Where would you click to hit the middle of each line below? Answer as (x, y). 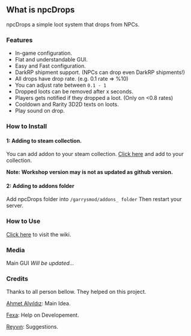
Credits (17, 278)
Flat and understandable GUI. (51, 60)
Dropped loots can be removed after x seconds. (74, 92)
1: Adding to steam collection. (44, 140)
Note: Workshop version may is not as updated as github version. (89, 172)
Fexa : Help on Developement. (43, 315)
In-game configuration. (43, 53)
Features (20, 40)
